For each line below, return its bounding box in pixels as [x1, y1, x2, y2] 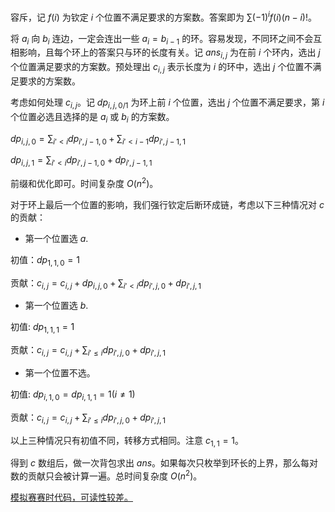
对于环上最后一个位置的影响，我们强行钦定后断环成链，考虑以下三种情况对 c [10, 198, 325, 210]
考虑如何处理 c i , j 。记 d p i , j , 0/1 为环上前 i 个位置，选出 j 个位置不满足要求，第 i [10, 96, 325, 110]
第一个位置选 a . [24, 232, 89, 244]
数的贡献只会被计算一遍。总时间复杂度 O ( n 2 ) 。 [10, 468, 203, 482]
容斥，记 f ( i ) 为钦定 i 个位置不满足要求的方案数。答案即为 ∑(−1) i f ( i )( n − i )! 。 [10, 10, 317, 23]
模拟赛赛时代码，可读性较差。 [10, 491, 133, 504]
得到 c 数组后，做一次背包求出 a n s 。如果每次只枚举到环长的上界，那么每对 [10, 457, 319, 469]
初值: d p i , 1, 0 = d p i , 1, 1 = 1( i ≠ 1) [10, 388, 136, 402]
